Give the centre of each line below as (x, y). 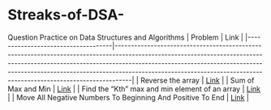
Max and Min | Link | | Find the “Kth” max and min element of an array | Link (134, 89)
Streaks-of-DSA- (66, 15)
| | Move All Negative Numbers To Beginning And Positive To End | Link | (128, 97)
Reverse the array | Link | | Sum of (197, 80)
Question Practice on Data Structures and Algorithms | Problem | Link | (126, 37)
